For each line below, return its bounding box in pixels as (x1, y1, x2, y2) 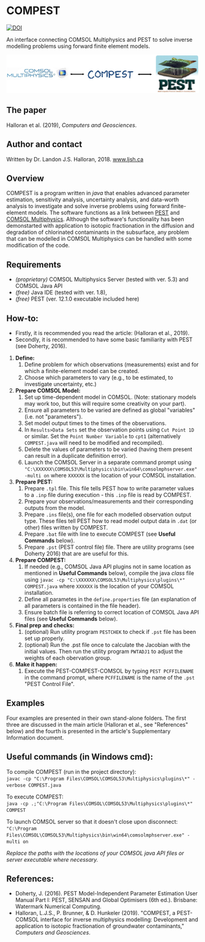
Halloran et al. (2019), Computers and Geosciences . (6, 121, 137, 129)
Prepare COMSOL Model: (15, 387, 81, 394)
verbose (6, 782, 26, 789)
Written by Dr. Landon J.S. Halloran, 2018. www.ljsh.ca (6, 155, 144, 163)
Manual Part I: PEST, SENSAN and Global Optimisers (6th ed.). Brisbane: (15, 897, 198, 904)
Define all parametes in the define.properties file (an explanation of (24, 596, 197, 603)
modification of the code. (6, 242, 70, 249)
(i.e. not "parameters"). (24, 413, 83, 420)
